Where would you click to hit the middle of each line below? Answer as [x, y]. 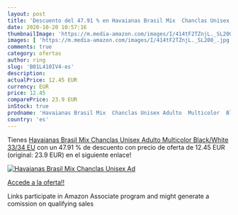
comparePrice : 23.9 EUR [42, 100]
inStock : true [28, 106]
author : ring [27, 60]
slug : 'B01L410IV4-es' [41, 67]
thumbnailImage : [31, 34]
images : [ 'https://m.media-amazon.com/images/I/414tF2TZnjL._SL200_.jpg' [120, 40]
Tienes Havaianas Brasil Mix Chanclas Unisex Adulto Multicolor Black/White [118, 140]
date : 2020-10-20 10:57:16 [47, 27]
